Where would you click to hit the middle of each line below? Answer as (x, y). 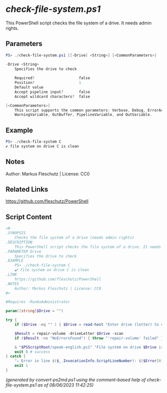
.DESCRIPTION (19, 242)
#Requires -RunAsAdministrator (38, 302)
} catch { (16, 356)
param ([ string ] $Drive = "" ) (35, 311)
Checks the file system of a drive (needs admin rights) (75, 237)
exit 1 (21, 366)
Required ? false (53, 78)
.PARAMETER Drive (24, 251)
